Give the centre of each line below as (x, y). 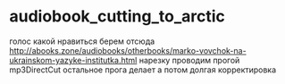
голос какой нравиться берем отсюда (82, 41)
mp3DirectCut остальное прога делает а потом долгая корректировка (143, 70)
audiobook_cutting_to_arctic (117, 17)
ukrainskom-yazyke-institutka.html (73, 60)
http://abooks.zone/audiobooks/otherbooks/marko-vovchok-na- (128, 50)
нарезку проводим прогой (189, 60)
